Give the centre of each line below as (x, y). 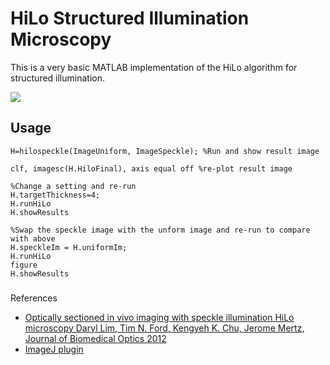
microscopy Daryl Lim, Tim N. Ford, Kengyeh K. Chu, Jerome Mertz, (164, 328)
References (34, 298)
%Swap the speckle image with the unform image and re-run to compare (160, 230)
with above (33, 238)
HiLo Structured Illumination (130, 18)
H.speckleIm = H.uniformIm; (69, 247)
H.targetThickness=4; (55, 195)
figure (24, 265)
